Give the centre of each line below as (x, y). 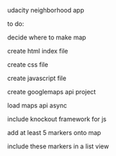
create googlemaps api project (52, 92)
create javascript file (37, 78)
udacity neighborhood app (46, 10)
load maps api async (37, 105)
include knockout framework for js (57, 119)
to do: (16, 24)
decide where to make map (47, 37)
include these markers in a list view (58, 146)
